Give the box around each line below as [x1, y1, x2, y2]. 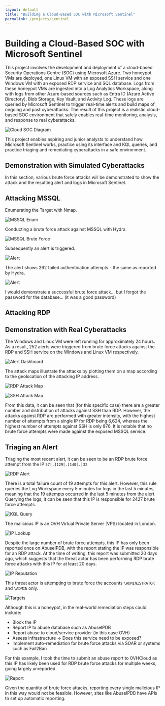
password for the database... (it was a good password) [5, 294, 116, 300]
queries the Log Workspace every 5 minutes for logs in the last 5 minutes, [5, 485, 155, 491]
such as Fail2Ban [12, 645, 47, 651]
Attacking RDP [5, 309, 51, 317]
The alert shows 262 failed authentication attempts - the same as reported [5, 264, 156, 270]
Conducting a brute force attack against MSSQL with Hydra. [5, 226, 127, 232]
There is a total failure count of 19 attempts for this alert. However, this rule [5, 480, 157, 486]
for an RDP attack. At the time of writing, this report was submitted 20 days [5, 550, 158, 556]
